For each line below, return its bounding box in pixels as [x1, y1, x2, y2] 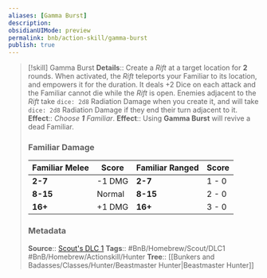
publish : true [8, 41, 56, 49]
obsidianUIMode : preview [8, 26, 91, 34]
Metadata [27, 226, 66, 237]
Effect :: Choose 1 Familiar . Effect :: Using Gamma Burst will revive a [27, 114, 251, 123]
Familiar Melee [31, 162, 89, 173]
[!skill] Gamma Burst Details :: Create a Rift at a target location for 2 [27, 63, 248, 72]
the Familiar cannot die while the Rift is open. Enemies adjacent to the [27, 88, 257, 98]
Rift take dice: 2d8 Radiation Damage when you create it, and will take [27, 97, 259, 106]
